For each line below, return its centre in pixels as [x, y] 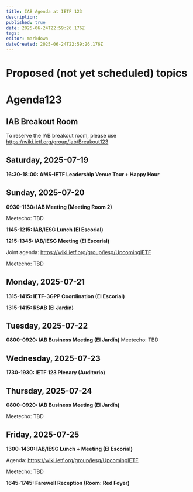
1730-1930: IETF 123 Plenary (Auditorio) [56, 373]
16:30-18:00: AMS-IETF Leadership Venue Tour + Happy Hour [83, 174]
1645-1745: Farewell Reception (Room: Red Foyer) [68, 483]
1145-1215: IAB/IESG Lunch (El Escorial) [55, 230]
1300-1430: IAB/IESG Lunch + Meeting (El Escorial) [70, 449]
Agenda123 [34, 100]
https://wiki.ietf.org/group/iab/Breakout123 [57, 142]
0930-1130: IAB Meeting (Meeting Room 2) [59, 207]
